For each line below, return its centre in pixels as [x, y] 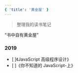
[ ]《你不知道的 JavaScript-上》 [43, 65]
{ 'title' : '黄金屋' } [27, 10]
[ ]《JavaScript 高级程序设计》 [41, 59]
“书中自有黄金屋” [22, 35]
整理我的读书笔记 [34, 24]
